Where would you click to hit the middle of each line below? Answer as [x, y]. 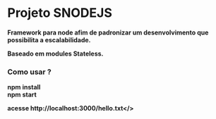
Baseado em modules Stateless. [55, 54]
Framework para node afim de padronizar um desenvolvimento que [108, 32]
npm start [22, 95]
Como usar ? [29, 72]
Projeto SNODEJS [60, 13]
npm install [24, 87]
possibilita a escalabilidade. [49, 39]
